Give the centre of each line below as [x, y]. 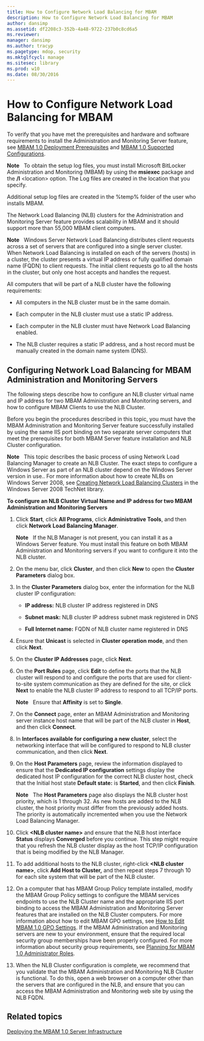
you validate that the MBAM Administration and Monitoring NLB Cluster [104, 971]
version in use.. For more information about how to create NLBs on [90, 476]
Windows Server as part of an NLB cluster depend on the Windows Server [100, 470]
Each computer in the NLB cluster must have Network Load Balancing [103, 326]
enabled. [27, 332]
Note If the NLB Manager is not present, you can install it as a [94, 538]
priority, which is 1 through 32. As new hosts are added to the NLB [98, 801]
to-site [24, 684]
